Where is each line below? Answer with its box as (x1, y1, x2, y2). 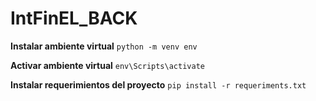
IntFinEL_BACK (10, 7, 138, 30)
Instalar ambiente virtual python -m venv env (10, 40, 198, 52)
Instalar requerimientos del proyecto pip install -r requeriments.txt (10, 78, 307, 91)
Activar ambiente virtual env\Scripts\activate (10, 59, 205, 71)
